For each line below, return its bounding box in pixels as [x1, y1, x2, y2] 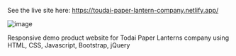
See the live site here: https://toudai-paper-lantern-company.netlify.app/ [7, 6, 219, 14]
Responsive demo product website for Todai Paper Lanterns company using [7, 33, 230, 42]
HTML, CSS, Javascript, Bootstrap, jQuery [7, 41, 130, 49]
